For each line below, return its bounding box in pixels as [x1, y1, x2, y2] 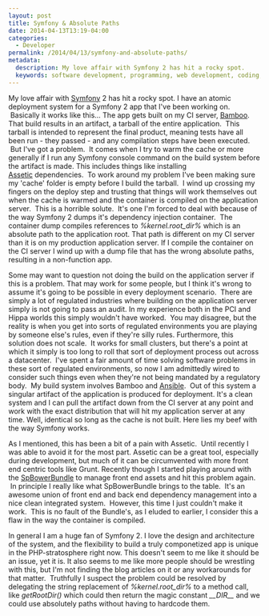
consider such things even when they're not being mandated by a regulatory [8, 372, 261, 382]
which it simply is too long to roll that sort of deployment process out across [8, 346, 259, 356]
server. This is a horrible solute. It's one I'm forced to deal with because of [8, 203, 258, 213]
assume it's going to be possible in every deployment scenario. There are [8, 287, 253, 297]
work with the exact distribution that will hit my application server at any [8, 406, 246, 416]
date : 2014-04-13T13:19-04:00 [8, 26, 110, 34]
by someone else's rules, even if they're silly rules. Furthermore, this [8, 330, 234, 339]
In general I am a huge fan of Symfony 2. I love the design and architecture [8, 530, 255, 540]
